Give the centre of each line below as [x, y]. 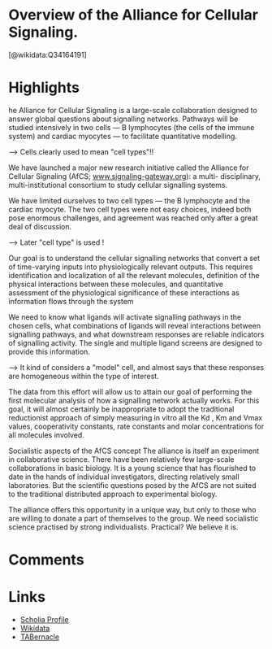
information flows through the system [71, 301]
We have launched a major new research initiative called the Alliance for [129, 168]
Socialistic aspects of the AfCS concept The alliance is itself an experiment [134, 451]
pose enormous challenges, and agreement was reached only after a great [133, 218]
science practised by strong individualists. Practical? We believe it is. [123, 527]
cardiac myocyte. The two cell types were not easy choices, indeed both [130, 209]
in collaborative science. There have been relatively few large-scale [122, 459]
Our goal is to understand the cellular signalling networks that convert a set [134, 258]
